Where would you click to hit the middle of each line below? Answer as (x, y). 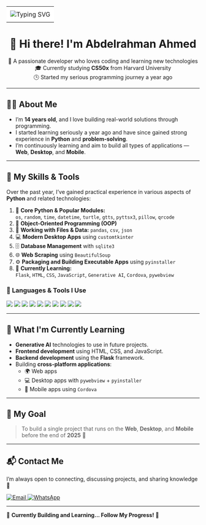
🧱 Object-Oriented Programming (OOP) (66, 223)
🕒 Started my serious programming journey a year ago (103, 77)
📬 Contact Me (35, 461)
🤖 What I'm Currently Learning (66, 330)
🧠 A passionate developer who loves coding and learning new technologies (103, 61)
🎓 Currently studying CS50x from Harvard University (103, 68)
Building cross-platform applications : (63, 364)
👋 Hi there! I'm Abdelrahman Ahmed (103, 44)
